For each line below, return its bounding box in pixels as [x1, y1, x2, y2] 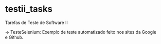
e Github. [5, 34, 23, 40]
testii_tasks [5, 3, 53, 15]
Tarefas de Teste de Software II [5, 20, 68, 25]
